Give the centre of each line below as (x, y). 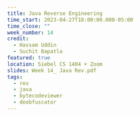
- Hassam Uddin (35, 45)
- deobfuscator (35, 102)
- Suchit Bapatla (38, 52)
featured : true (29, 58)
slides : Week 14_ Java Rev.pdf (52, 70)
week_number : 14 (30, 32)
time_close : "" (29, 26)
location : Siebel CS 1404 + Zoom (55, 64)
